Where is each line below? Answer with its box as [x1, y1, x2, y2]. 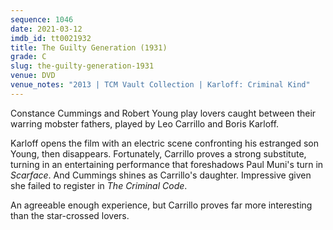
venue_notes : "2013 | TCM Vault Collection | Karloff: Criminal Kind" [10, 80, 311, 90]
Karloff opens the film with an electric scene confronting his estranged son [10, 137, 319, 149]
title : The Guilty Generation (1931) [10, 42, 168, 53]
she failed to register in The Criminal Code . [10, 179, 188, 191]
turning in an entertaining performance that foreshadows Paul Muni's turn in [10, 158, 324, 170]
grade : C [10, 52, 47, 62]
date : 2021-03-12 [10, 24, 83, 34]
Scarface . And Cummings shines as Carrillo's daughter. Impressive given [10, 169, 312, 181]
